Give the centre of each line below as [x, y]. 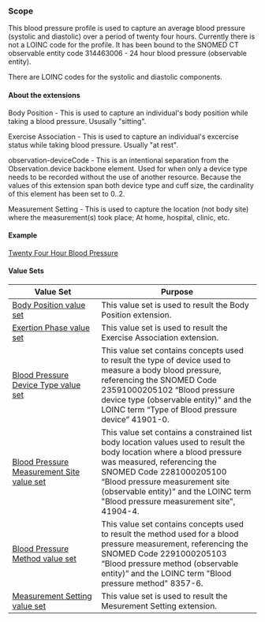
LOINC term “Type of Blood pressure [169, 410]
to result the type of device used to [166, 360]
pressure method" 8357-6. [152, 583]
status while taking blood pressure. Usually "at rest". [93, 144]
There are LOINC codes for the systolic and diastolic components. [115, 77]
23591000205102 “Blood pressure [168, 390]
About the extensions [44, 95]
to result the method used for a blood [170, 534]
